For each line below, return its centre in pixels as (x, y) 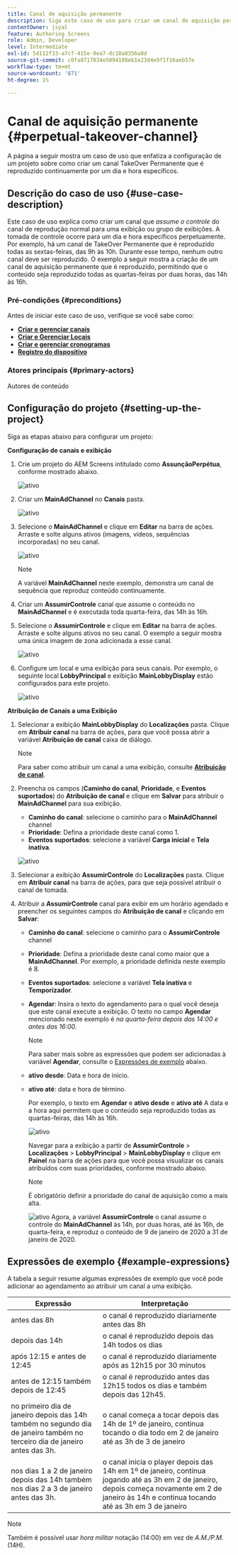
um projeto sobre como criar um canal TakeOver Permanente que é (106, 163)
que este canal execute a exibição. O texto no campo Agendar (119, 1011)
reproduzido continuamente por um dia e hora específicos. (93, 171)
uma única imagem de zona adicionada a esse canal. (95, 640)
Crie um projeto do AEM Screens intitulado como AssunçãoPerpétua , (119, 464)
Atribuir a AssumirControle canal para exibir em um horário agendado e (123, 903)
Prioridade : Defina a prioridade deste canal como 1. (103, 832)
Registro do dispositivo (52, 352)
